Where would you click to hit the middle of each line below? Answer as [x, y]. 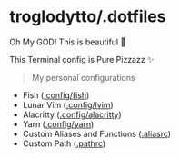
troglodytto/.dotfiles [88, 17]
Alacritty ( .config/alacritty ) [72, 114]
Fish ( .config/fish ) [56, 95]
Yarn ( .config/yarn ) [58, 123]
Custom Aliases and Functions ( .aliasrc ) [96, 133]
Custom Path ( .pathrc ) [64, 143]
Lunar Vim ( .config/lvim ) [68, 104]
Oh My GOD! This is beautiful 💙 [68, 42]
